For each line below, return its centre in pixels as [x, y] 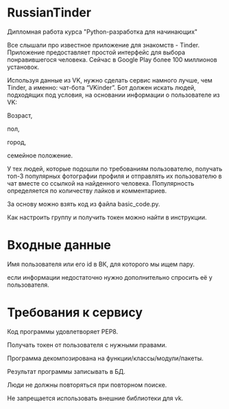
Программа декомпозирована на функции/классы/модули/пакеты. [105, 358]
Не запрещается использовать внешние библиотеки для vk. [95, 398]
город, [17, 142]
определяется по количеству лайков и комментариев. [87, 190]
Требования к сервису [75, 312]
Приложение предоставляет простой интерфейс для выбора [96, 52]
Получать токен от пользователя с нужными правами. [87, 344]
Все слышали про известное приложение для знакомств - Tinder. [104, 45]
